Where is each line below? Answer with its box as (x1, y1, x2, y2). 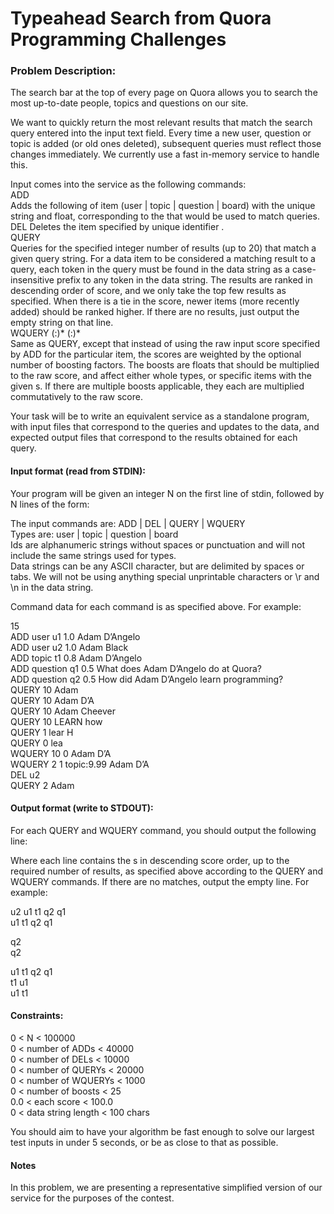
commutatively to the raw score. (10, 391, 143, 403)
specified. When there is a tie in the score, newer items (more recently (10, 295, 300, 307)
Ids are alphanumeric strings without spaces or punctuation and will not (10, 538, 306, 551)
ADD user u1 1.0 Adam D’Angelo (10, 630, 141, 642)
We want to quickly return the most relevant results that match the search (10, 117, 313, 129)
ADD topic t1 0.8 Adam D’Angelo (10, 652, 143, 664)
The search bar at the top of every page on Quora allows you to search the (10, 87, 318, 99)
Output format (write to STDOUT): (10, 802, 154, 814)
